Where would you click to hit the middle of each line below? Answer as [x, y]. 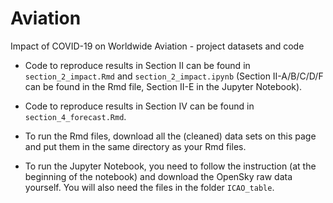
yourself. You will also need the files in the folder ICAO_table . [149, 187]
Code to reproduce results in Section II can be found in [137, 65]
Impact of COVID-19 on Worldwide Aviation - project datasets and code [157, 46]
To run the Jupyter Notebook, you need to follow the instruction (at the [170, 166]
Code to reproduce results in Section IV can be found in [139, 106]
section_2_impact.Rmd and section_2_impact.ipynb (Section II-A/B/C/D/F [174, 76]
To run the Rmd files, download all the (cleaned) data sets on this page [170, 136]
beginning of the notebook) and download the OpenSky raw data [158, 176]
